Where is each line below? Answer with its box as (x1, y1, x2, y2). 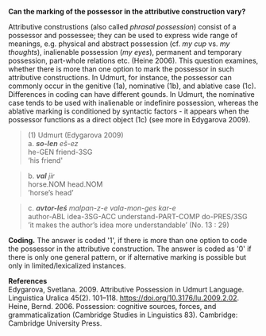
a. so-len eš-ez (27, 139, 79, 148)
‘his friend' (27, 156, 64, 165)
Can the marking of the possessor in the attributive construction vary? (8, 7, 246, 16)
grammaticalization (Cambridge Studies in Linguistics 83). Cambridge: (8, 310, 238, 319)
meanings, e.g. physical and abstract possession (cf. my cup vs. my (8, 39, 230, 48)
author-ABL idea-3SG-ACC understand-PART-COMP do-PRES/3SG (27, 212, 248, 221)
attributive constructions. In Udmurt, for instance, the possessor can (8, 73, 232, 82)
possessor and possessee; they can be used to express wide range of (8, 31, 238, 40)
